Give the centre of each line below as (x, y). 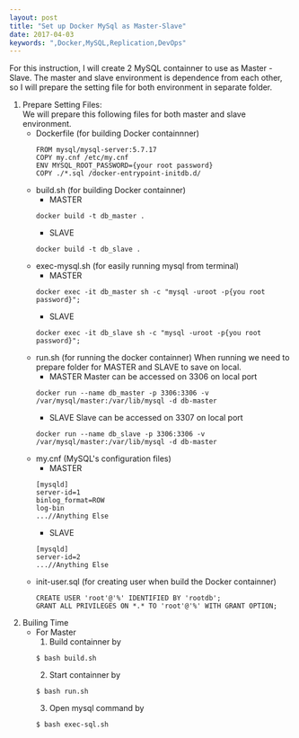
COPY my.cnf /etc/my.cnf (82, 158)
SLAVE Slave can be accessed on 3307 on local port (146, 418)
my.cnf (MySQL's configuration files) (104, 458)
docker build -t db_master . (90, 217)
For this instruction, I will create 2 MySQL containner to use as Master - (141, 68)
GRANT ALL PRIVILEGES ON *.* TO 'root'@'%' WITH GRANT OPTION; (157, 606)
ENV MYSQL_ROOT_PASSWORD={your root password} (124, 166)
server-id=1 (58, 493)
